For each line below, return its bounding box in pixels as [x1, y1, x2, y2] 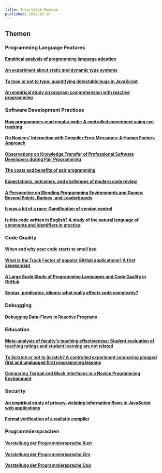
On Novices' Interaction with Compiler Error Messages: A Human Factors [5, 135, 155, 141]
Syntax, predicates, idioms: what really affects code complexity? [5, 290, 139, 296]
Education [5, 326, 30, 333]
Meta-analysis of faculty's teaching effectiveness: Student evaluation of [5, 338, 155, 344]
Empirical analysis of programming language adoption [5, 56, 117, 62]
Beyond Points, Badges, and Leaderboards [5, 195, 93, 200]
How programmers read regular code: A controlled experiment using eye [5, 118, 154, 124]
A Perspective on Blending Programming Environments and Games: [5, 190, 144, 196]
